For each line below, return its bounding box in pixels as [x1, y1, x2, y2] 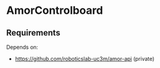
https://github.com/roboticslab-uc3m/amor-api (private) [14, 55, 155, 62]
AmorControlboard [6, 4, 103, 17]
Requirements [6, 28, 60, 38]
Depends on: [6, 43, 38, 51]
